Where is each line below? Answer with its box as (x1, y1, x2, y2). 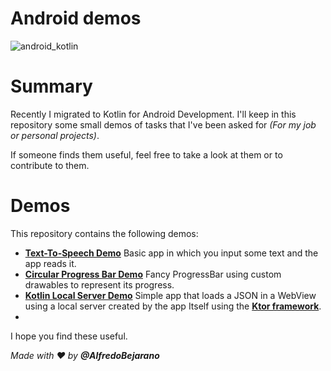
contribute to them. (10, 159, 90, 171)
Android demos (10, 7, 142, 30)
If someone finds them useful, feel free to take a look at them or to (10, 148, 283, 161)
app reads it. (24, 257, 77, 269)
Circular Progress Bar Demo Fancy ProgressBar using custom (24, 268, 282, 280)
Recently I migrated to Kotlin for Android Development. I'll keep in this (10, 108, 297, 120)
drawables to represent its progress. (24, 278, 175, 291)
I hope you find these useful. (10, 330, 128, 342)
